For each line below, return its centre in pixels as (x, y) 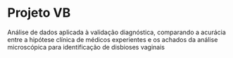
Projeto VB (39, 13)
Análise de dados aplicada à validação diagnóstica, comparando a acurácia (117, 32)
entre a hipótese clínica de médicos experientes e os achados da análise (113, 39)
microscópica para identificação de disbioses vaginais (86, 47)
